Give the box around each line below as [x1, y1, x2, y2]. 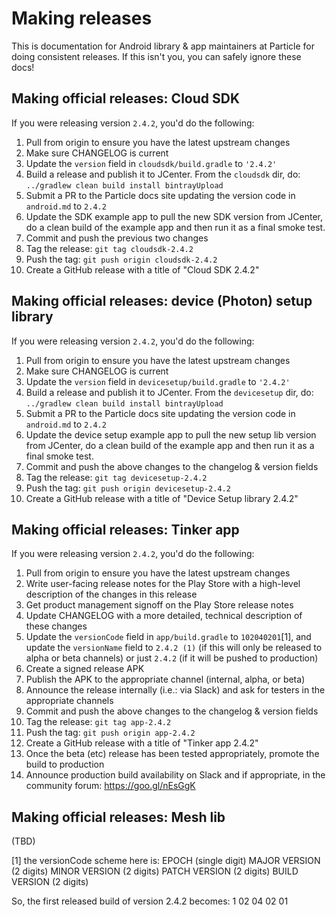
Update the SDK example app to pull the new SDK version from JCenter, [25, 210, 323, 222]
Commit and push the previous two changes [25, 232, 209, 244]
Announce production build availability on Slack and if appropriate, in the [25, 769, 326, 781]
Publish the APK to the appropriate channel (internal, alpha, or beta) [25, 673, 306, 686]
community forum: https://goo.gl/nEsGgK [25, 780, 196, 792]
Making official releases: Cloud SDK [11, 90, 241, 107]
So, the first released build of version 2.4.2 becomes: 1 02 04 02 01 [11, 895, 289, 907]
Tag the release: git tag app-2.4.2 [25, 716, 172, 728]
